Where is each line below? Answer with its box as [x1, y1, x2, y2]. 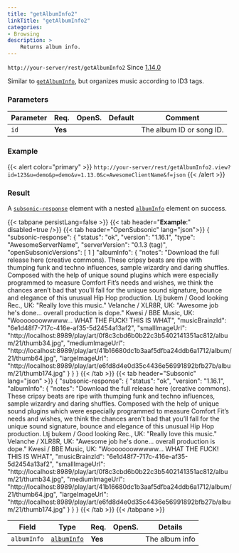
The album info [145, 534, 196, 544]
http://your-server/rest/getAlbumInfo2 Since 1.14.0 [7, 63, 161, 71]
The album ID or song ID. [141, 125, 224, 135]
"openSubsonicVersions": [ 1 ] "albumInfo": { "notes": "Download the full [7, 248, 219, 256]
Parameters [7, 94, 48, 104]
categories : [7, 23, 43, 31]
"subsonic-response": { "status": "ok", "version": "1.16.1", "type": [7, 233, 196, 241]
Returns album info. [20, 43, 81, 51]
